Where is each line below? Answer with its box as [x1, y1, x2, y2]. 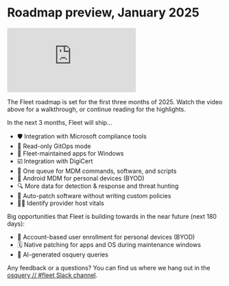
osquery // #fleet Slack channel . [7, 271, 98, 279]
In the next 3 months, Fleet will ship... [7, 118, 113, 126]
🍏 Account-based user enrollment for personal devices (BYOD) [16, 233, 195, 241]
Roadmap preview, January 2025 [7, 5, 200, 21]
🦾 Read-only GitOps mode [16, 142, 91, 150]
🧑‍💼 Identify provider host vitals [16, 199, 104, 207]
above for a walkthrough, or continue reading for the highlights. [7, 105, 186, 113]
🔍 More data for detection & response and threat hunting [16, 182, 179, 190]
